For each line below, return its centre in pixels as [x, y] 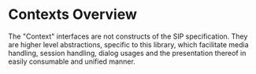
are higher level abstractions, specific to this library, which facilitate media [129, 44]
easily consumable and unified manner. [72, 61]
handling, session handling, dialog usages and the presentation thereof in [127, 53]
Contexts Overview [73, 15]
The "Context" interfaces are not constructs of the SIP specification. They [128, 36]
